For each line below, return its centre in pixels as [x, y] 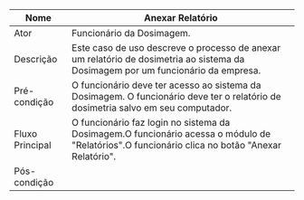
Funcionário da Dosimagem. [131, 33]
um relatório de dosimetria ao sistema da [158, 59]
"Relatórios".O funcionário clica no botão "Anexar [177, 145]
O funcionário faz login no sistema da [151, 123]
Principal [33, 145]
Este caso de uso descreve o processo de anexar [176, 48]
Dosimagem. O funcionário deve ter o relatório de [177, 96]
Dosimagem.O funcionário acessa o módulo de [171, 133]
